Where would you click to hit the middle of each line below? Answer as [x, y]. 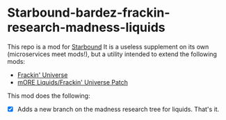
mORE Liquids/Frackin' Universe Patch [73, 82]
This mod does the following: [49, 96]
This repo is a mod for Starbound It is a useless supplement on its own [108, 46]
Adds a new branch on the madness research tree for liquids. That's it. [118, 109]
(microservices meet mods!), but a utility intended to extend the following [112, 54]
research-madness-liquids [86, 27]
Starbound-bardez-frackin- [89, 13]
